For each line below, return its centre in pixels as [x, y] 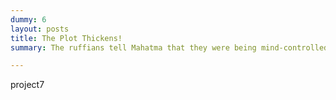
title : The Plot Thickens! [66, 38]
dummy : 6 [28, 19]
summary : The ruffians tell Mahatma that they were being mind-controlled [169, 47]
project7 [27, 85]
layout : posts [40, 29]
